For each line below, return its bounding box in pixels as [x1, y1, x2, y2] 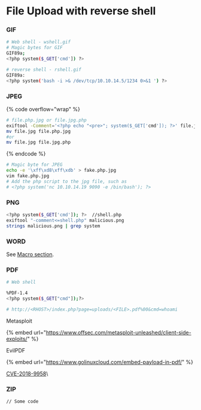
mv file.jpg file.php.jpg [6, 128, 71, 134]
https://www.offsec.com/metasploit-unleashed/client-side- [45, 329, 191, 336]
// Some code [6, 398, 39, 405]
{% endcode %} [6, 150, 46, 157]
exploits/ [6, 335, 28, 342]
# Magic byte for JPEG [6, 162, 63, 168]
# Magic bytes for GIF [6, 45, 63, 51]
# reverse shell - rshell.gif [6, 66, 82, 72]
